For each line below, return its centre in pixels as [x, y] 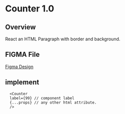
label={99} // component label [42, 98]
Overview [21, 27]
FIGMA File [22, 55]
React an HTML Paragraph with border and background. [63, 39]
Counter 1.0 [30, 9]
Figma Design [19, 66]
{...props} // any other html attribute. [53, 103]
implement [22, 82]
